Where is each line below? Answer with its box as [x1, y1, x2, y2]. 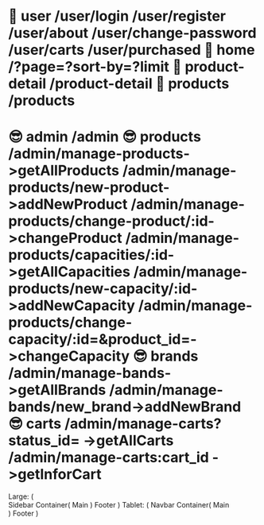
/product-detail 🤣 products [49, 75, 230, 93]
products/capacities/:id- [8, 246, 175, 264]
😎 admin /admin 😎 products [8, 128, 201, 146]
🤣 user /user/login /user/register [8, 7, 227, 25]
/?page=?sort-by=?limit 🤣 [8, 58, 182, 76]
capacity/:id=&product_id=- [8, 330, 197, 349]
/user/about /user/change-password [8, 24, 257, 42]
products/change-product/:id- [8, 212, 215, 230]
